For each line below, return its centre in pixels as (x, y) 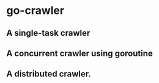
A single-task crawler (48, 33)
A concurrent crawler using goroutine (79, 53)
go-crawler (35, 11)
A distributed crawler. (49, 74)
